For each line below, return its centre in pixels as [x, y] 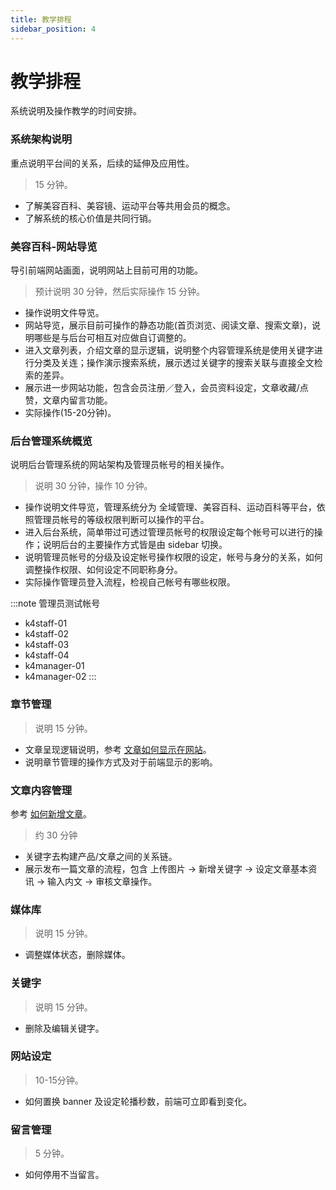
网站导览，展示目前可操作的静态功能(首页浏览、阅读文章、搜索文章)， [168, 325]
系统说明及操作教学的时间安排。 [76, 111]
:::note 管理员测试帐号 [55, 603]
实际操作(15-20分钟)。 [70, 413]
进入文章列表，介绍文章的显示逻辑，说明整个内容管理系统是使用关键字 [169, 350]
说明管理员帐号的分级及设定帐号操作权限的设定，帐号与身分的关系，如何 [173, 557]
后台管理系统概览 [51, 441]
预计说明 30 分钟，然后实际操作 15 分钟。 [120, 292]
